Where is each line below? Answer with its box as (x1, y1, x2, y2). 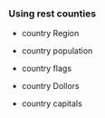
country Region (21, 28, 80, 39)
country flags (21, 63, 72, 74)
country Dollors (21, 81, 80, 92)
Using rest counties (8, 7, 97, 20)
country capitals (21, 98, 82, 109)
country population (21, 45, 93, 56)
